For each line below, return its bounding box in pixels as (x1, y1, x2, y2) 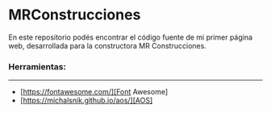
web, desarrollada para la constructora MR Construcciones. (8, 40, 207, 50)
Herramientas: (8, 61, 67, 72)
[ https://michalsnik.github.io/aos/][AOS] (19, 95, 153, 106)
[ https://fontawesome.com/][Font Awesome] (19, 87, 169, 97)
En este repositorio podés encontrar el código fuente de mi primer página (8, 32, 252, 42)
